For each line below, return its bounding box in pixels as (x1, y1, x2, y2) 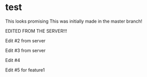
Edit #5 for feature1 (5, 67, 45, 73)
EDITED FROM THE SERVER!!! (5, 28, 67, 34)
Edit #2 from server (5, 37, 46, 44)
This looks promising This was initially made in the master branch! (5, 18, 142, 24)
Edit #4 (5, 57, 20, 63)
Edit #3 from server (5, 47, 46, 53)
